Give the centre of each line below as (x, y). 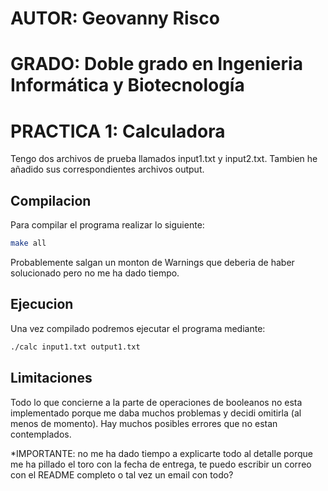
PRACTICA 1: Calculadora (118, 131)
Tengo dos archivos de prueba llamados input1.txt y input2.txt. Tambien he (164, 159)
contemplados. (41, 434)
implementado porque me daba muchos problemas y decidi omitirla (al (156, 413)
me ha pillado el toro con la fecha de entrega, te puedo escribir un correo (161, 464)
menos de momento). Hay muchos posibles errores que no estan (144, 423)
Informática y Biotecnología (127, 85)
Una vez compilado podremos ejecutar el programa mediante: (138, 328)
